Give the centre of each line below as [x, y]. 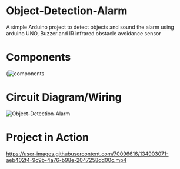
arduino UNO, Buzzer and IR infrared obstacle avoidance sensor [84, 33]
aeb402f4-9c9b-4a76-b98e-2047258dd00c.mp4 [66, 160]
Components [39, 57]
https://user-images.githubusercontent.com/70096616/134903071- [87, 154]
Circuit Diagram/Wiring [64, 97]
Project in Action [48, 137]
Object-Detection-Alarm [67, 11]
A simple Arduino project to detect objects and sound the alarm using [90, 27]
